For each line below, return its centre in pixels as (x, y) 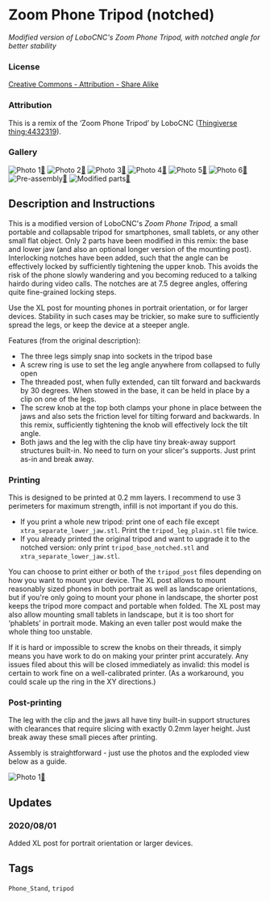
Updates (30, 802)
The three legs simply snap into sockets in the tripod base (116, 356)
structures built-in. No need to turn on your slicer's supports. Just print (138, 450)
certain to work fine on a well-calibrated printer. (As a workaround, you (126, 673)
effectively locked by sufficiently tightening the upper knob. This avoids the (133, 266)
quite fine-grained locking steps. (62, 291)
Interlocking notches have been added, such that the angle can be (118, 258)
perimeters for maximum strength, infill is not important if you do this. (123, 505)
